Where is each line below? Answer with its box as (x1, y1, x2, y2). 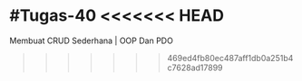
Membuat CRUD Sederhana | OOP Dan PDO (9, 35, 174, 46)
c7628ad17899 (167, 62, 224, 73)
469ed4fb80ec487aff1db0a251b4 (167, 52, 294, 63)
